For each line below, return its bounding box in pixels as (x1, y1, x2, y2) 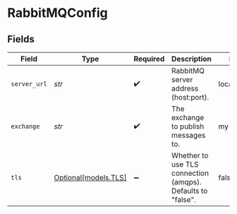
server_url (11, 80, 47, 88)
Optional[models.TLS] (54, 173, 127, 182)
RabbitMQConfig (7, 5, 108, 21)
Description (171, 54, 212, 64)
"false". (171, 195, 196, 204)
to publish (171, 121, 205, 131)
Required (133, 54, 165, 64)
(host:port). (171, 93, 209, 102)
